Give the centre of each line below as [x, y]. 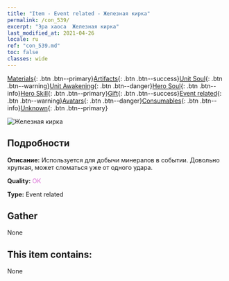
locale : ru [23, 40]
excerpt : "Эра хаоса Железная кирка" [63, 26]
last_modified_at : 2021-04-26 [51, 33]
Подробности [39, 143]
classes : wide [28, 59]
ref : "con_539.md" [34, 46]
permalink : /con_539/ [39, 20]
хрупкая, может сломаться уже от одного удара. [80, 167]
